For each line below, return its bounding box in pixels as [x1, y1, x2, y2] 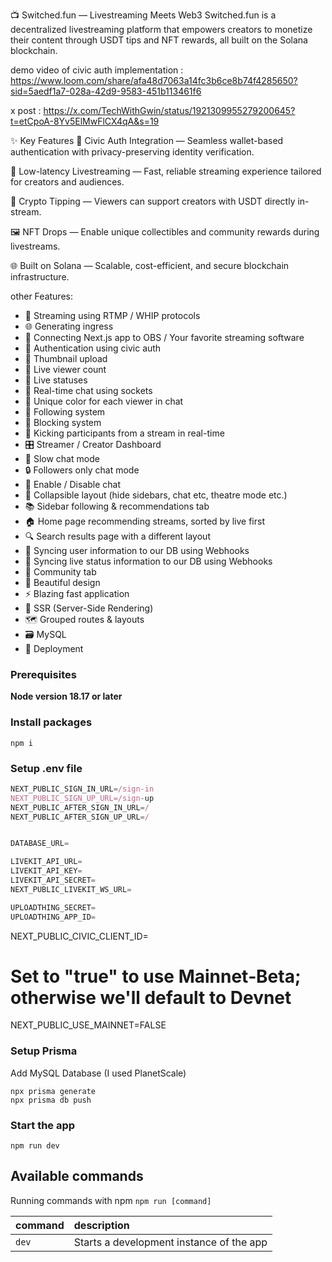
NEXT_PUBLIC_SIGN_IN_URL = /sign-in [10, 784, 155, 794]
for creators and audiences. [10, 176, 125, 188]
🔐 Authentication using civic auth [24, 342, 162, 354]
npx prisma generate [10, 1086, 97, 1096]
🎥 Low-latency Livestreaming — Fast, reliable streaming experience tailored [10, 165, 322, 177]
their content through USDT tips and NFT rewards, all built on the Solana [10, 34, 308, 46]
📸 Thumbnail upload [24, 353, 108, 364]
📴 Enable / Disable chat [24, 479, 122, 490]
